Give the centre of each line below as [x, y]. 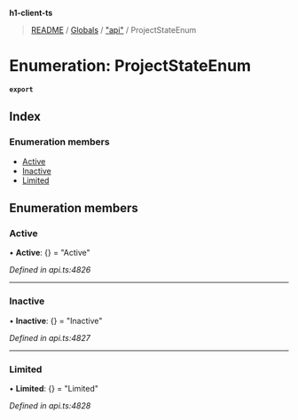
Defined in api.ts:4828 [50, 405]
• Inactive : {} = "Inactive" [56, 321]
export [21, 89]
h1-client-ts [31, 13]
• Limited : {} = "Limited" [54, 388]
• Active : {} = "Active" [50, 253]
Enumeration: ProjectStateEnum [130, 66]
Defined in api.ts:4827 [50, 337]
